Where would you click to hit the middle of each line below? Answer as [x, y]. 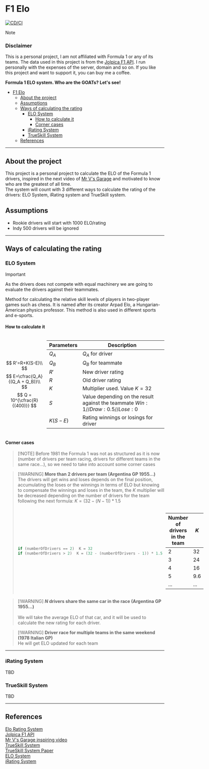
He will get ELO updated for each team [58, 643]
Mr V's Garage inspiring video [36, 740]
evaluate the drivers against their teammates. [52, 289]
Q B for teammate [102, 363]
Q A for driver [97, 354]
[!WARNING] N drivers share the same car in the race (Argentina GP [89, 601]
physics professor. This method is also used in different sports [91, 310]
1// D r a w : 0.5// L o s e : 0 [110, 409]
